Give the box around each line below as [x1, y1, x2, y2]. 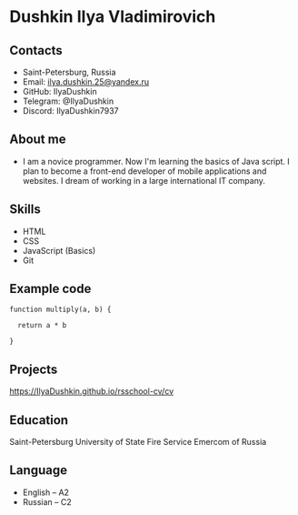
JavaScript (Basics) [22, 245, 96, 256]
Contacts [9, 43, 64, 58]
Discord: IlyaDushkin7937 [22, 106, 119, 116]
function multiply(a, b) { [9, 305, 112, 315]
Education [9, 412, 69, 428]
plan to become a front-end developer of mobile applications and [22, 166, 267, 177]
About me [9, 132, 66, 147]
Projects [9, 361, 58, 377]
